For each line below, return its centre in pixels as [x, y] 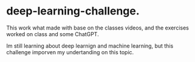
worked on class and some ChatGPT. [53, 34]
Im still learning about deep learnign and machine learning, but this [90, 46]
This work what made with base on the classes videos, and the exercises [98, 28]
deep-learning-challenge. [73, 11]
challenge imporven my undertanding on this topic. [70, 52]
